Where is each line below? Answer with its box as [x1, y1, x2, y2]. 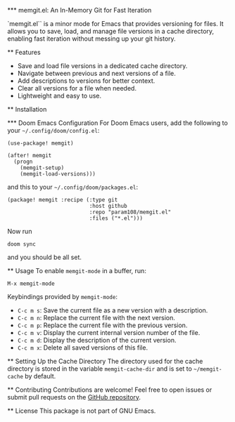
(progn [13, 158, 33, 165]
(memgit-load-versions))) [20, 171, 96, 178]
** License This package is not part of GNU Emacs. [7, 407, 156, 415]
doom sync [7, 241, 37, 248]
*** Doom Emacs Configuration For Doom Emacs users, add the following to [7, 119, 229, 127]
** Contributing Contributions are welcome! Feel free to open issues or [7, 385, 212, 394]
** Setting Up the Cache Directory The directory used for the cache [7, 357, 203, 365]
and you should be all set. [7, 253, 82, 261]
